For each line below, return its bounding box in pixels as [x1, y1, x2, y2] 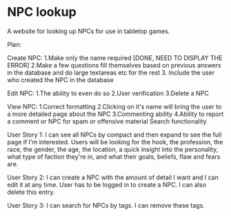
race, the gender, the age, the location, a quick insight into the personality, [7, 145, 219, 153]
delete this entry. [7, 188, 55, 196]
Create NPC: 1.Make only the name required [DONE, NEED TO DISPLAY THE [7, 53, 223, 62]
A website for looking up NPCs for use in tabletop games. [7, 27, 170, 35]
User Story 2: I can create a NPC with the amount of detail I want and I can [7, 173, 219, 181]
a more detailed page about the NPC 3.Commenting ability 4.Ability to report [7, 110, 224, 118]
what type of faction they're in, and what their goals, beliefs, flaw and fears [7, 153, 221, 161]
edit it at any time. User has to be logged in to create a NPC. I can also [7, 180, 207, 188]
